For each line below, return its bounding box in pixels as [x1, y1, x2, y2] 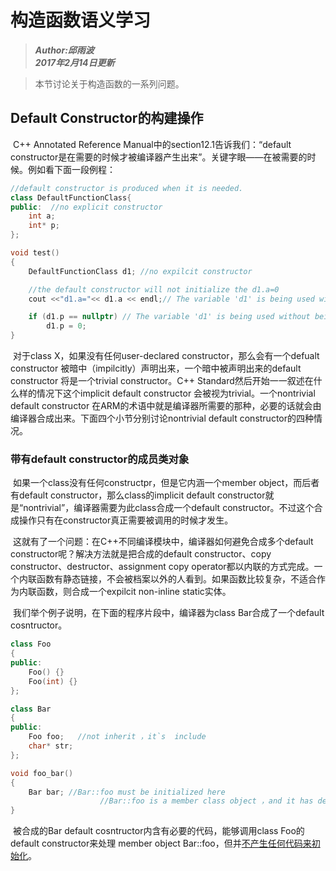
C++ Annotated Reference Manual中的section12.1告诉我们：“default [12, 138, 292, 150]
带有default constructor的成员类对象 [10, 452, 190, 466]
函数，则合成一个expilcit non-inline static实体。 [36, 586, 232, 598]
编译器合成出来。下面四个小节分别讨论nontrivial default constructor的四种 [10, 412, 315, 424]
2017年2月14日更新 [34, 56, 115, 68]
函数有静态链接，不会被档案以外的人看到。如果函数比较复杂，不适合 [36, 573, 317, 585]
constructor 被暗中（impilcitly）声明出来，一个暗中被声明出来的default [10, 362, 302, 374]
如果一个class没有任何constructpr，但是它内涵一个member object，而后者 [12, 477, 320, 489]
